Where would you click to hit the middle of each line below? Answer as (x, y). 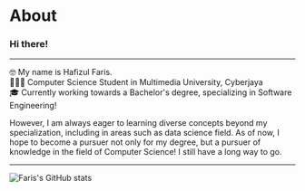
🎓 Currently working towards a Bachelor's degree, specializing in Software (151, 92)
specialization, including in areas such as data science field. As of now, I (144, 133)
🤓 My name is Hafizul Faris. (61, 72)
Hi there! (29, 44)
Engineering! (33, 106)
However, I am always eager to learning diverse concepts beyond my (138, 123)
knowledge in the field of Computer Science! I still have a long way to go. (146, 152)
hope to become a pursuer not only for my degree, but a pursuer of (135, 142)
